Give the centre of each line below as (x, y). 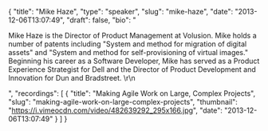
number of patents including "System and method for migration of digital (128, 44)
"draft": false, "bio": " (101, 20)
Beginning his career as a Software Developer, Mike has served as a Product (134, 61)
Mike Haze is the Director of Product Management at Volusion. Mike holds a (132, 36)
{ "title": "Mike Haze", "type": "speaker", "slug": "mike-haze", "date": (121, 12)
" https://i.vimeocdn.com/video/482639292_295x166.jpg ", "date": (116, 110)
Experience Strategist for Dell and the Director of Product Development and (132, 69)
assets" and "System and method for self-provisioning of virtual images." (128, 52)
